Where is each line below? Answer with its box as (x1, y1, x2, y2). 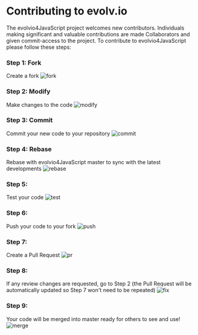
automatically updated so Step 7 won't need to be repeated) (6, 287, 156, 294)
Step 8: (6, 266, 28, 275)
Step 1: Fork (6, 59, 42, 67)
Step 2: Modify (6, 88, 51, 96)
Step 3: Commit (6, 116, 53, 124)
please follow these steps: (6, 43, 71, 51)
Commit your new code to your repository (6, 130, 110, 137)
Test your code (6, 194, 44, 201)
